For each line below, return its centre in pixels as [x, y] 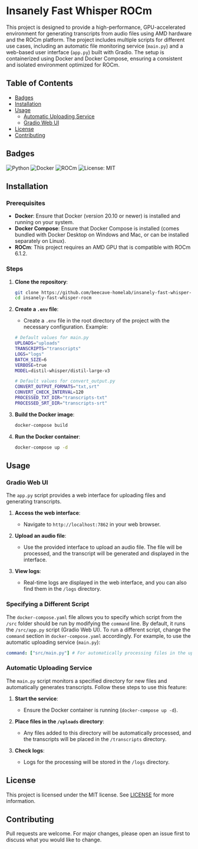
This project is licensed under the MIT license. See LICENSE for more [90, 795]
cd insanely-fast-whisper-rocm [53, 298]
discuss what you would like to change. [54, 840]
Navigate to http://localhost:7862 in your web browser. [92, 524]
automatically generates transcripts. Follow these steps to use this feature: [97, 687]
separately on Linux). [40, 241]
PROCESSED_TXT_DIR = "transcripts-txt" [61, 398]
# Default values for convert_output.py [65, 381]
